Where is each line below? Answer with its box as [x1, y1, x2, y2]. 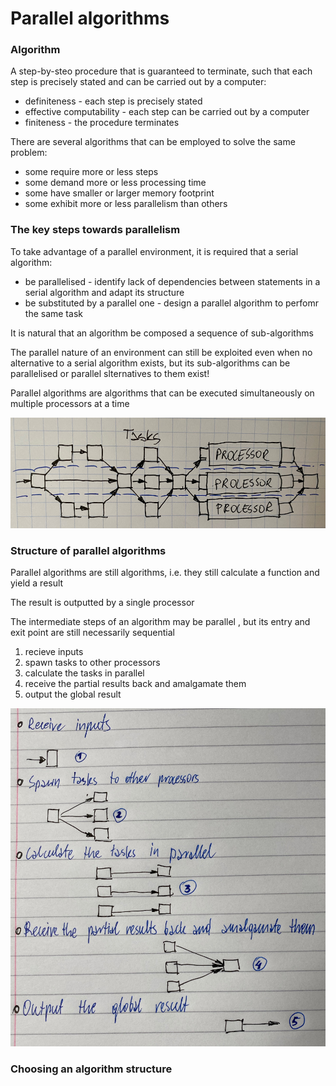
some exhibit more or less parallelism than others [24, 198, 228, 210]
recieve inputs [24, 646, 84, 658]
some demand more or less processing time [24, 177, 207, 189]
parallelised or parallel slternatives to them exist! [10, 367, 210, 379]
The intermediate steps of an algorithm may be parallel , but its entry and [10, 616, 311, 628]
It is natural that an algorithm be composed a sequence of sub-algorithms [10, 327, 314, 339]
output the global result [24, 688, 122, 701]
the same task [24, 307, 83, 319]
